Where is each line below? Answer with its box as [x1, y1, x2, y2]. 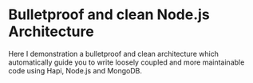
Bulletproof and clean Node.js [8, 6, 210, 24]
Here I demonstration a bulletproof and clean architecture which [8, 49, 219, 58]
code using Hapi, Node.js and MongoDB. [8, 65, 142, 75]
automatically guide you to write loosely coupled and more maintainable [8, 57, 245, 67]
